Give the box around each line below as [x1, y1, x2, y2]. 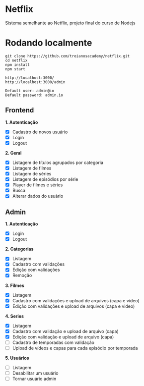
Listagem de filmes [12, 165, 52, 171]
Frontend [5, 106, 34, 114]
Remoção [12, 273, 32, 278]
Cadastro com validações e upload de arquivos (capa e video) [12, 297, 140, 303]
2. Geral [5, 150, 22, 156]
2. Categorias [5, 246, 34, 252]
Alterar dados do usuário [12, 193, 64, 199]
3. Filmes [5, 282, 25, 288]
